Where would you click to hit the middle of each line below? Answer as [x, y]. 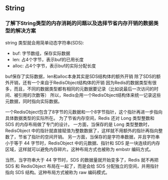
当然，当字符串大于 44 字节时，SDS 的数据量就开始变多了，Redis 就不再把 [82, 160]
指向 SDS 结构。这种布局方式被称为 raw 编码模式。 [57, 172]
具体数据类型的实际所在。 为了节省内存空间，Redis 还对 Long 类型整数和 [80, 118]
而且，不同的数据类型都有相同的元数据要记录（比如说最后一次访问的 [84, 89]
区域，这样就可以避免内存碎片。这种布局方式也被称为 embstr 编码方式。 [79, 149]
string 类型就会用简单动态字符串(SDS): [44, 42]
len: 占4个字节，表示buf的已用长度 [48, 59]
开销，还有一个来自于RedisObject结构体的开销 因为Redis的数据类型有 [81, 82]
